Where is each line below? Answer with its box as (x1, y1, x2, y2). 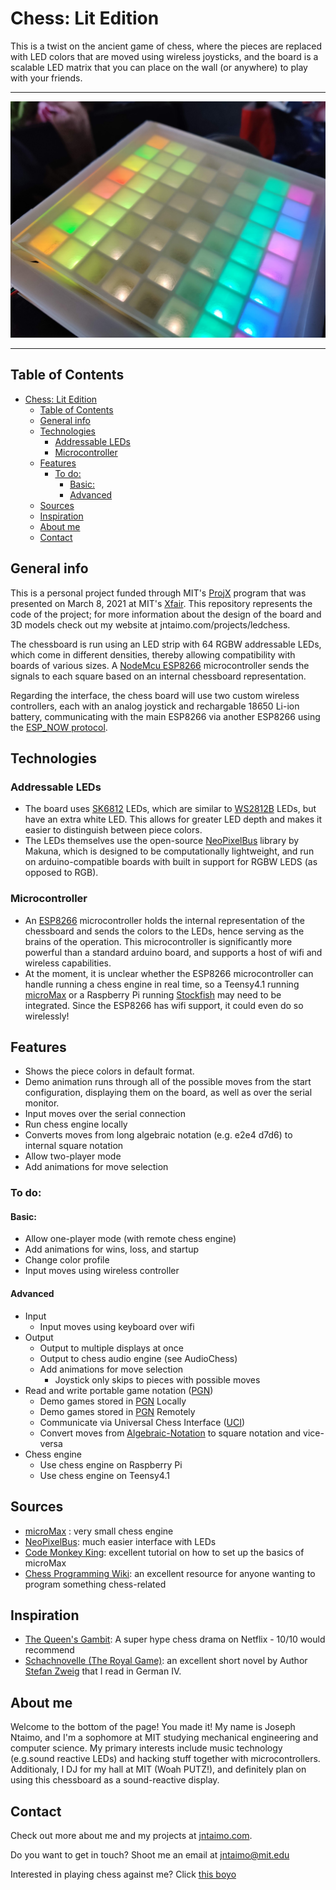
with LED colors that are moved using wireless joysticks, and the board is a (10, 50, 319, 62)
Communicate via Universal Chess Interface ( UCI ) (39, 1416, 246, 1428)
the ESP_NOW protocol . (10, 721, 108, 733)
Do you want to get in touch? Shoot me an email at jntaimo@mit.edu (10, 1848, 290, 1861)
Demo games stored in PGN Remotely (39, 1405, 196, 1417)
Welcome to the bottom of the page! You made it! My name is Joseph (10, 1721, 296, 1733)
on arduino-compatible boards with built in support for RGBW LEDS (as (24, 856, 318, 868)
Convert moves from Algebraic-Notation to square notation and (39, 1427, 302, 1439)
